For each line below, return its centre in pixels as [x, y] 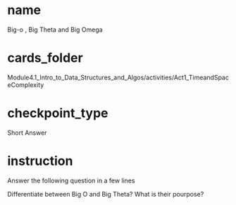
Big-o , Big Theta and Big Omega [55, 29]
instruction [40, 161]
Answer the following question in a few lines [71, 180]
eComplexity [26, 85]
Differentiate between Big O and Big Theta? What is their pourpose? [106, 194]
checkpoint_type [58, 113]
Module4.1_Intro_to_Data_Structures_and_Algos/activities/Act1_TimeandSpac [118, 77]
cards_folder [45, 58]
